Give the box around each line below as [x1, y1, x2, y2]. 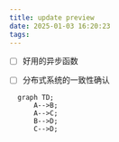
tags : [9, 30, 30, 39]
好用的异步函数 [22, 56, 78, 67]
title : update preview [9, 13, 95, 22]
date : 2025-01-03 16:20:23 [9, 22, 111, 31]
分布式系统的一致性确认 [22, 75, 110, 85]
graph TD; [17, 93, 54, 102]
